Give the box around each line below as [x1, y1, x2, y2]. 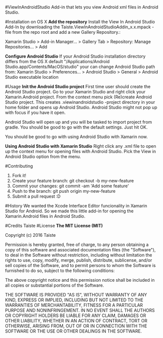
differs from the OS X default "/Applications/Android [5, 59, 110, 64]
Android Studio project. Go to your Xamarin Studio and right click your [5, 89, 145, 94]
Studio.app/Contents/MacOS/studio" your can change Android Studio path [5, 64, 155, 69]
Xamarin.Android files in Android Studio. [5, 213, 85, 219]
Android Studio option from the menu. [5, 154, 81, 159]
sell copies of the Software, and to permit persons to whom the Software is [5, 263, 156, 268]
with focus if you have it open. [5, 110, 66, 115]
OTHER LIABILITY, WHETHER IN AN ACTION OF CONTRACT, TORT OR [5, 318, 147, 323]
